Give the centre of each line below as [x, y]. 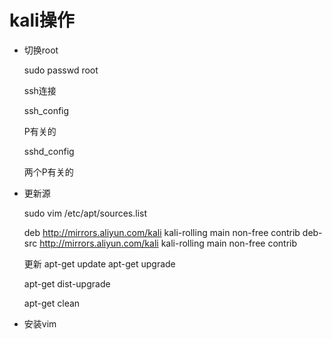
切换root [41, 50]
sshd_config [49, 151]
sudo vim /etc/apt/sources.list [85, 213]
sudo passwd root [61, 70]
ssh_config [46, 110]
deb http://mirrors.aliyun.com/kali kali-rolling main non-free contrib [162, 232]
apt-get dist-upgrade [67, 283]
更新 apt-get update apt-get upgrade [99, 263]
